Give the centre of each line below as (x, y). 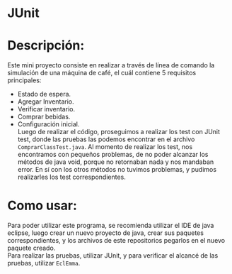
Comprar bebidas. (44, 117)
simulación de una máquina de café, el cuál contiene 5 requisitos (102, 73)
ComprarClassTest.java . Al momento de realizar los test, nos (105, 147)
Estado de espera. (44, 94)
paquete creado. (31, 248)
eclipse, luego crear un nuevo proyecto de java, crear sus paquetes (105, 233)
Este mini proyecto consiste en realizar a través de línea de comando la (111, 65)
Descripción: (46, 46)
